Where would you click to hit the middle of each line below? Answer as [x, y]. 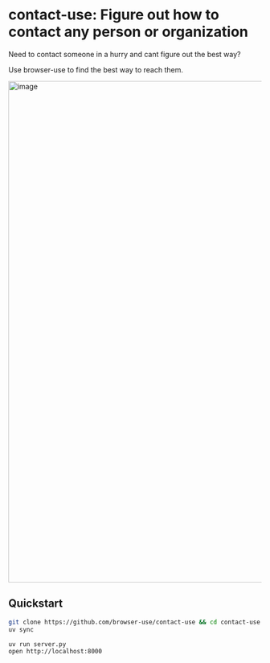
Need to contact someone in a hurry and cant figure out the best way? [125, 54]
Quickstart [36, 604]
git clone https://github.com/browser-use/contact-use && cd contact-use [135, 622]
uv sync [21, 629]
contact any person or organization [129, 32]
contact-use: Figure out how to [114, 15]
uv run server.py [37, 644]
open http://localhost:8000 [55, 652]
